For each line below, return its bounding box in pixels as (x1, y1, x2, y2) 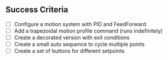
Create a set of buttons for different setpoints (14, 48, 125, 55)
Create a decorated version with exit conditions (14, 34, 130, 41)
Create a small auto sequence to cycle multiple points (14, 41, 145, 48)
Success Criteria (5, 5, 69, 15)
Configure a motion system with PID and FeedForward (14, 20, 146, 27)
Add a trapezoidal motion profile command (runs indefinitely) (14, 27, 163, 34)
